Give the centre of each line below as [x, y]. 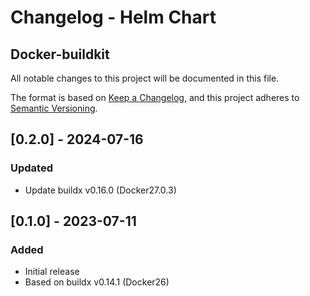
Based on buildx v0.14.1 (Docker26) [97, 282]
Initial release [52, 272]
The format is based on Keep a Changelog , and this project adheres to [155, 97]
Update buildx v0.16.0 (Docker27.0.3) [100, 190]
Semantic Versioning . [54, 108]
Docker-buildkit [60, 54]
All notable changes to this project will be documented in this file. [145, 78]
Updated [31, 168]
